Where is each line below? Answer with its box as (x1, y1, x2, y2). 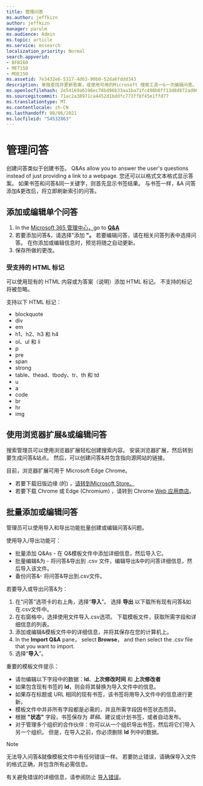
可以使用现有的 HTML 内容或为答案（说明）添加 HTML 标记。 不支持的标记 (6, 278, 192, 285)
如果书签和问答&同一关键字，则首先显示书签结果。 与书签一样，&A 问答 (18, 180, 196, 187)
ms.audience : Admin (6, 31, 56, 37)
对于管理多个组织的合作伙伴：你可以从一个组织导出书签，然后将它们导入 (14, 721, 195, 728)
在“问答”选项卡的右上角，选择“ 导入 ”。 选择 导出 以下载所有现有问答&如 (14, 598, 192, 605)
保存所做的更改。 (14, 247, 58, 254)
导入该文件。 (20, 565, 53, 572)
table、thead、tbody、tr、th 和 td (14, 371, 100, 378)
